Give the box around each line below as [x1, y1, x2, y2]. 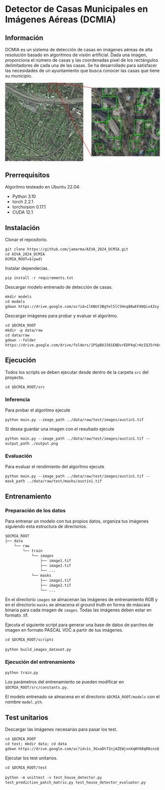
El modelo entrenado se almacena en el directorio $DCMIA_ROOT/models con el [5, 694, 160, 700]
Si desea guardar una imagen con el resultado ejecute [5, 426, 114, 432]
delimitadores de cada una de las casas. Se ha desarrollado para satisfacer [5, 63, 157, 68]
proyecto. [5, 374, 25, 380]
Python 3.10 [12, 193, 36, 199]
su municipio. [5, 73, 32, 78]
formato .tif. [5, 612, 28, 618]
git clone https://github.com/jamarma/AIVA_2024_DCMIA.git [5, 247, 129, 252]
